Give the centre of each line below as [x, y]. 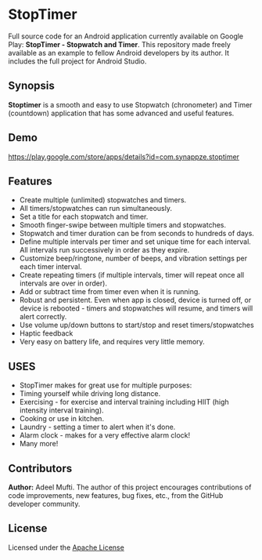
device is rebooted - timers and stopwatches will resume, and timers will [136, 308]
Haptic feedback [46, 333]
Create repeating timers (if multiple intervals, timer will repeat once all [132, 275]
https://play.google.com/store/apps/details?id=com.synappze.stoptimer [124, 156]
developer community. [44, 504]
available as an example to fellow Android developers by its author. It [118, 53]
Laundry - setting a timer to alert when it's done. [97, 427]
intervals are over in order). [63, 283]
